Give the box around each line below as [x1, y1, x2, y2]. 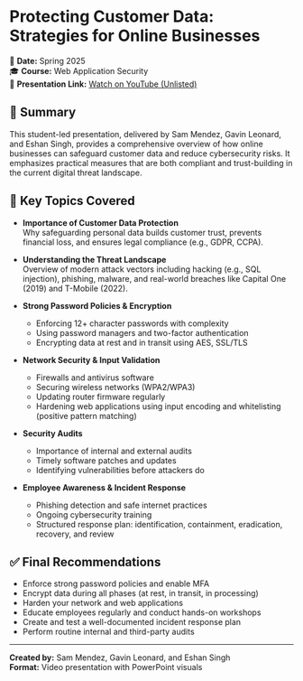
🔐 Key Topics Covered [9, 193, 135, 209]
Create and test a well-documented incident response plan [22, 617, 242, 628]
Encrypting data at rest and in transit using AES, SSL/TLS [35, 337, 248, 348]
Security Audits [22, 427, 83, 439]
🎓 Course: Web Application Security [9, 65, 149, 76]
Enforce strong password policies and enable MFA [22, 578, 210, 589]
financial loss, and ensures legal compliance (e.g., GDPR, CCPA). [22, 237, 264, 247]
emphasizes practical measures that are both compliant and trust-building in [9, 157, 293, 168]
